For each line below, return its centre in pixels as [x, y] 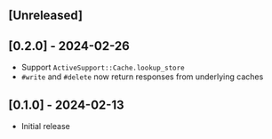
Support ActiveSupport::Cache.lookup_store [103, 68]
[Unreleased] [46, 16]
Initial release [45, 127]
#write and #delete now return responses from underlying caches [142, 77]
